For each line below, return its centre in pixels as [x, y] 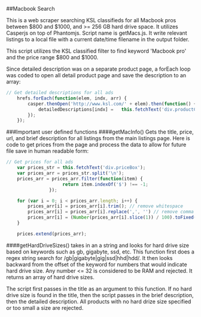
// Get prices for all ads [40, 162]
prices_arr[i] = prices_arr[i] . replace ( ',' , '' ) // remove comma [111, 212]
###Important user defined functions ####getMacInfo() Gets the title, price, [100, 132]
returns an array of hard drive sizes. [50, 277]
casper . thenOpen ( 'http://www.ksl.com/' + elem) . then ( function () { [112, 104]
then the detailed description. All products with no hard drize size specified [99, 301]
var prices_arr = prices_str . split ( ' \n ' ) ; [71, 173]
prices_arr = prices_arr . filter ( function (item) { [80, 179]
